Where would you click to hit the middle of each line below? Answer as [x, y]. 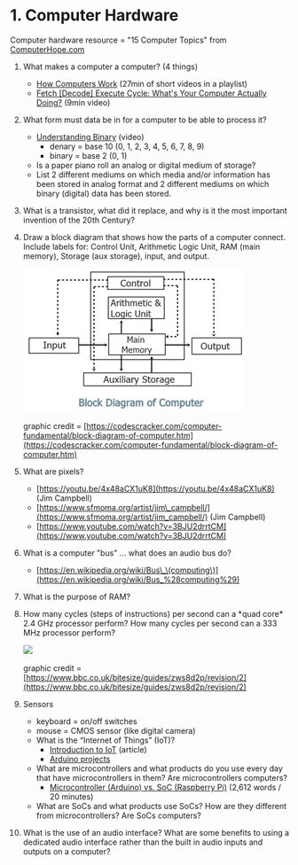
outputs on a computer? [67, 851]
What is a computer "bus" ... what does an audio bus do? [127, 553]
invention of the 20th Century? [79, 220]
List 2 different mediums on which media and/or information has [153, 175]
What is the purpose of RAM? [77, 596]
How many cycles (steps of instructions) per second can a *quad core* [153, 613]
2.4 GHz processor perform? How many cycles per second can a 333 [150, 623]
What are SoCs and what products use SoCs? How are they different [161, 806]
